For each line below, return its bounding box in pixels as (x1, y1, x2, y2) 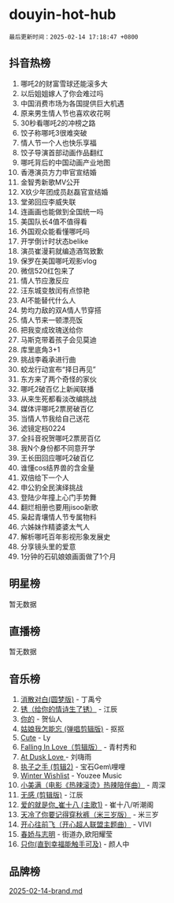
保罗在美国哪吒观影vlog (20, 256, 98, 266)
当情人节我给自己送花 (20, 414, 90, 423)
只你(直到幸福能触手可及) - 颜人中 (20, 839, 130, 849)
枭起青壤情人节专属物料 (20, 512, 97, 522)
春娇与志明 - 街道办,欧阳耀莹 (20, 830, 113, 839)
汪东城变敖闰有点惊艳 (20, 285, 90, 295)
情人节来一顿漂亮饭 (20, 315, 83, 325)
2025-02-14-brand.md (9, 886, 83, 895)
